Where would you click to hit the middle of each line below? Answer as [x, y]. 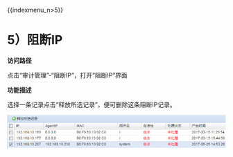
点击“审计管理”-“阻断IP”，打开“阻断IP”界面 [68, 75]
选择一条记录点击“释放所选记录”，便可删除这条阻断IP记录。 [92, 104]
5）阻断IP [35, 40]
